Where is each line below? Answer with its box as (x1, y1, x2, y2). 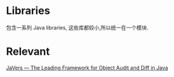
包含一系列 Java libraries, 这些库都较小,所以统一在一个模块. (6, 24, 149, 31)
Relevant (6, 45, 50, 58)
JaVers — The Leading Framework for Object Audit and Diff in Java (6, 64, 168, 71)
